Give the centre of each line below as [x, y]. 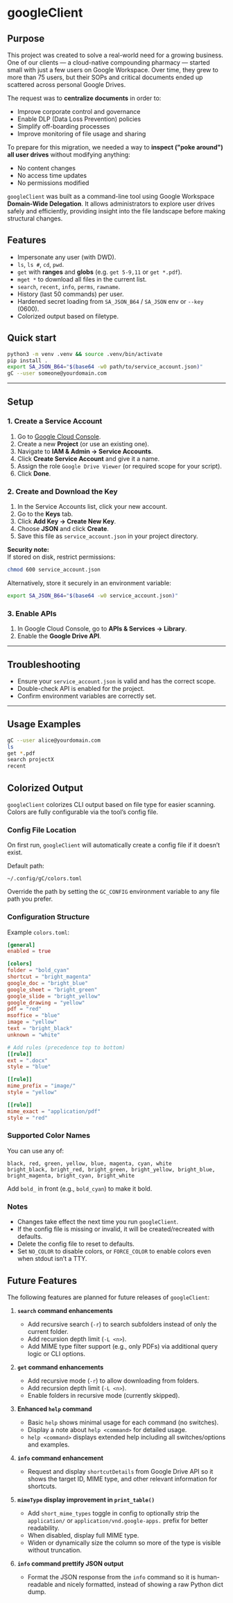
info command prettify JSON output [70, 1563]
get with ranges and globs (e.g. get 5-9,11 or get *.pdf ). [100, 272]
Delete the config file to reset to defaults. [76, 1244]
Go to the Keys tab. [45, 514]
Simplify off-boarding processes [63, 126]
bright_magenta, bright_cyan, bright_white [71, 1175]
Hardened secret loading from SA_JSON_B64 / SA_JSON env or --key [110, 301]
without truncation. [54, 1550]
